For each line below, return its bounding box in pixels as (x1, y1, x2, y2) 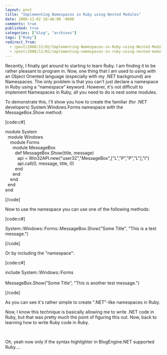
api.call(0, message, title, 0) (17, 160, 75, 166)
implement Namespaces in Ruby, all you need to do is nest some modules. (5, 89, 158, 95)
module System (5, 128, 37, 134)
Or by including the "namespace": (5, 250, 75, 256)
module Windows (7, 134, 43, 140)
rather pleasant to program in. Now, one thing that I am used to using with (5, 68, 156, 74)
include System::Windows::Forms (5, 269, 74, 275)
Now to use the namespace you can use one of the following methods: (5, 206, 150, 212)
